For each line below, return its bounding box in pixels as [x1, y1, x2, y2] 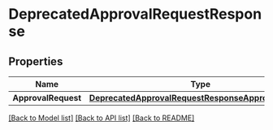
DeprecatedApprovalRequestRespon [8, 5, 262, 24]
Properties [8, 54, 63, 68]
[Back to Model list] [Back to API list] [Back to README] [8, 113, 195, 123]
